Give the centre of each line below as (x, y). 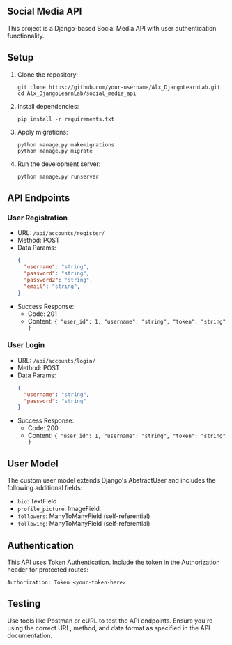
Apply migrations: (42, 132)
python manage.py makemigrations (66, 145)
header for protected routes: (48, 569)
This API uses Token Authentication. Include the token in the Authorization (114, 562)
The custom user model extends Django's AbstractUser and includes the (111, 480)
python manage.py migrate (55, 151)
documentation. (30, 635)
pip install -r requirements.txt (66, 119)
